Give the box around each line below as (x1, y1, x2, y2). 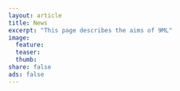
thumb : (15, 56, 37, 64)
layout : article (8, 11, 62, 20)
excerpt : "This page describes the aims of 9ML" (8, 26, 173, 34)
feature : (15, 41, 45, 49)
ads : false (8, 70, 45, 78)
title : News (8, 19, 48, 27)
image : (8, 33, 30, 42)
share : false (8, 63, 52, 71)
